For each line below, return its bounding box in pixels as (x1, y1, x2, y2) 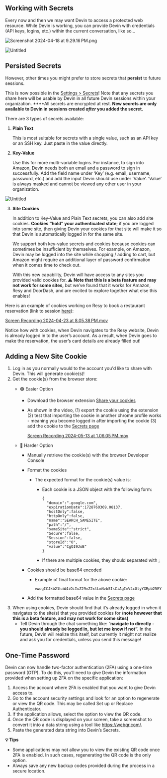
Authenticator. (12, 706, 42, 712)
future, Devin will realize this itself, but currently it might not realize (19, 631, 157, 637)
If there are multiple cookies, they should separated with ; (42, 557, 160, 563)
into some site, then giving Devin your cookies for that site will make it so (12, 226, 162, 232)
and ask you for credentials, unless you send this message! (19, 637, 142, 643)
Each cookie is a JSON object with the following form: (42, 486, 153, 492)
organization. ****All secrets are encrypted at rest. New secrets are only (5, 100, 157, 106)
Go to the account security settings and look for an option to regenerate (12, 695, 160, 701)
